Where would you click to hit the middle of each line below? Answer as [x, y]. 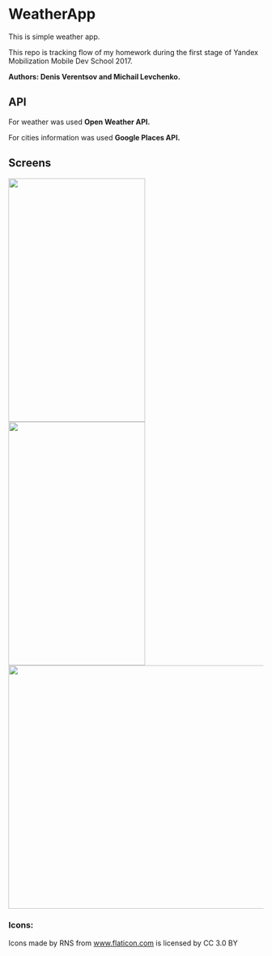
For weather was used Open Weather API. [79, 122]
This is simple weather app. [54, 37]
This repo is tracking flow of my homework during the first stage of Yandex [134, 52]
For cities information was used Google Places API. [94, 137]
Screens [30, 163]
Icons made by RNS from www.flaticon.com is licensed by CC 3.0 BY [123, 943]
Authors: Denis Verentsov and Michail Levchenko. [94, 76]
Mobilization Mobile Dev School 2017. [70, 61]
